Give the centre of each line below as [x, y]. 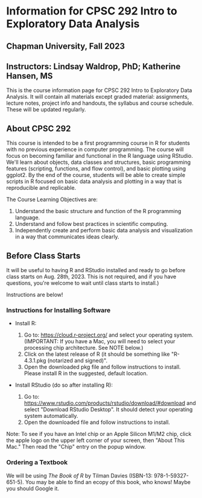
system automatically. [51, 416]
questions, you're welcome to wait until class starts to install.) [83, 283]
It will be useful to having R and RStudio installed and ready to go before [96, 270]
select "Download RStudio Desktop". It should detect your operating [108, 409]
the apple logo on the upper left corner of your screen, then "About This [96, 440]
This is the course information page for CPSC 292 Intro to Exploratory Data [99, 90]
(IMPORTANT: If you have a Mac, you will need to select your [100, 341]
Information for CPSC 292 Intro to [92, 11]
